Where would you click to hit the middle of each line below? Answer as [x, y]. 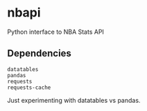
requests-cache [29, 88]
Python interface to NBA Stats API [55, 32]
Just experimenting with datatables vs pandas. [74, 100]
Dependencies [39, 53]
